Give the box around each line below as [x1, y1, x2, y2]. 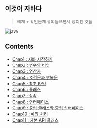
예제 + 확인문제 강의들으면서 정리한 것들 [16, 19, 93, 24]
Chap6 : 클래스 [12, 86, 41, 92]
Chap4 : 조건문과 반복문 [12, 74, 58, 80]
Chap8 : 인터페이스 [12, 99, 49, 105]
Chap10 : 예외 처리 [12, 111, 48, 117]
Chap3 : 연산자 [12, 68, 41, 74]
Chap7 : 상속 [12, 92, 37, 99]
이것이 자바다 [5, 4, 42, 13]
